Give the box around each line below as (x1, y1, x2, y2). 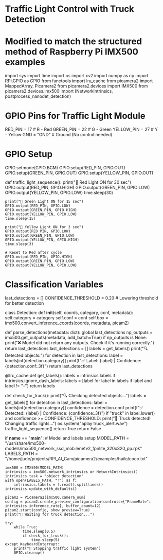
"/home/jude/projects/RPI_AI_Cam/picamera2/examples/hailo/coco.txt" (5, 455, 148, 461)
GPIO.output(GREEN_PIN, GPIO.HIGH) (5, 208, 77, 212)
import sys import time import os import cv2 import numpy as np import (5, 73, 149, 79)
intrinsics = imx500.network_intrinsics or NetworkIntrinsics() (5, 469, 138, 474)
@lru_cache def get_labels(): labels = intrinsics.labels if (5, 372, 116, 378)
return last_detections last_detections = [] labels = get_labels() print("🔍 (5, 345, 148, 351)
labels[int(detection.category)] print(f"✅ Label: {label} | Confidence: (5, 357, 142, 363)
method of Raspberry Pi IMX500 (5, 46, 139, 57)
